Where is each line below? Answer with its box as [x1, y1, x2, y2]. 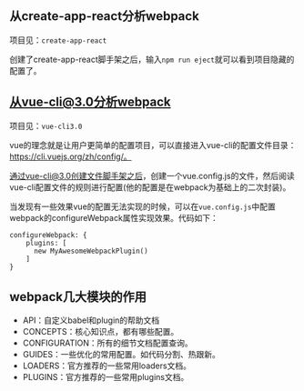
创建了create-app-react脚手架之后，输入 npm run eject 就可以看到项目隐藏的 [9, 54, 295, 65]
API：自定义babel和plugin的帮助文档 [22, 315, 160, 326]
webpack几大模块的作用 [9, 289, 147, 305]
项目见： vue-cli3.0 [9, 120, 83, 131]
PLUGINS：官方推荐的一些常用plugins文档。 [22, 372, 189, 383]
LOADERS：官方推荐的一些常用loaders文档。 [22, 360, 191, 371]
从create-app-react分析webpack [9, 8, 200, 25]
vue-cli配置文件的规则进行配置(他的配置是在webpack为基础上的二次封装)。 [9, 181, 291, 193]
